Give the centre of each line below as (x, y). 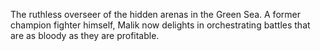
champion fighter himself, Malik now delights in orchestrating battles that (160, 25)
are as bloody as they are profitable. (85, 35)
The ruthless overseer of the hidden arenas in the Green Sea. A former (155, 14)
